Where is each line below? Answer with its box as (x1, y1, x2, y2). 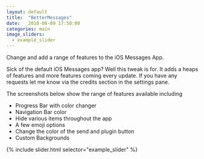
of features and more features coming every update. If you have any (6, 72, 178, 79)
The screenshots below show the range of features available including (6, 90, 183, 97)
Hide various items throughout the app (15, 115, 112, 122)
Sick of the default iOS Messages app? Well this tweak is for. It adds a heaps (6, 66, 199, 73)
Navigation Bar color (15, 109, 67, 115)
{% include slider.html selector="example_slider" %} (6, 146, 138, 153)
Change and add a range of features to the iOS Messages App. (6, 54, 164, 61)
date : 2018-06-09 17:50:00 (6, 20, 80, 26)
